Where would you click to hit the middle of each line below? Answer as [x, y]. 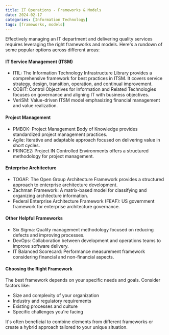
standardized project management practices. [60, 134]
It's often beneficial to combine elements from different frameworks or [79, 322]
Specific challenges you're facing [48, 312]
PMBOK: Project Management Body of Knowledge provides [75, 129]
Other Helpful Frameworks [34, 218]
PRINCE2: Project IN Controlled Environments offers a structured [81, 151]
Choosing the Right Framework [39, 269]
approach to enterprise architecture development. [65, 185]
